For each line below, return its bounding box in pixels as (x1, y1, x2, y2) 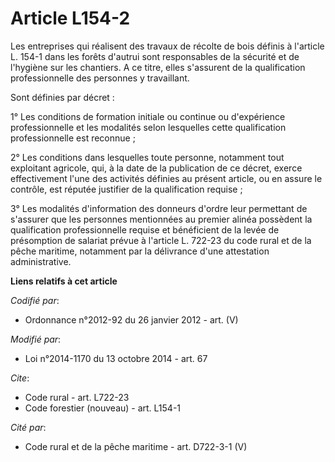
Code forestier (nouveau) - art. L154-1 (24, 402, 182, 414)
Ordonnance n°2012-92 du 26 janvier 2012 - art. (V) (24, 313, 239, 326)
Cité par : (10, 421, 47, 433)
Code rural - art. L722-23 (24, 391, 130, 403)
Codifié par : (10, 294, 60, 306)
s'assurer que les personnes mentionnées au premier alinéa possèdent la (10, 213, 313, 225)
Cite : (10, 372, 30, 384)
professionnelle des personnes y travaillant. (10, 72, 190, 84)
